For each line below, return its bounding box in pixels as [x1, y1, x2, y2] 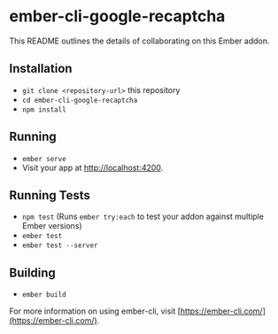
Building [9, 265, 56, 280]
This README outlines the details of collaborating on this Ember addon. [9, 35, 270, 46]
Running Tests [9, 188, 90, 203]
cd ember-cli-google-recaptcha [21, 96, 138, 105]
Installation [9, 61, 73, 76]
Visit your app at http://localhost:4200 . [21, 162, 164, 173]
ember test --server [21, 241, 98, 250]
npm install [21, 105, 66, 114]
